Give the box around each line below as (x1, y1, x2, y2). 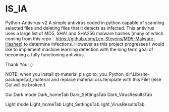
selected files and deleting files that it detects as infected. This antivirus (5, 25, 155, 31)
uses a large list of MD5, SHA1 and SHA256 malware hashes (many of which (5, 30, 164, 36)
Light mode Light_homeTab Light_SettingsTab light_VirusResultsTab (5, 101, 145, 107)
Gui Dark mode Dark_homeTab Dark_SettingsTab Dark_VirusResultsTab (5, 91, 152, 97)
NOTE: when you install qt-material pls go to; (5, 71, 98, 77)
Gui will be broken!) (5, 81, 46, 88)
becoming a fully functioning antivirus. (5, 51, 85, 58)
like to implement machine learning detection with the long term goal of (5, 46, 153, 52)
